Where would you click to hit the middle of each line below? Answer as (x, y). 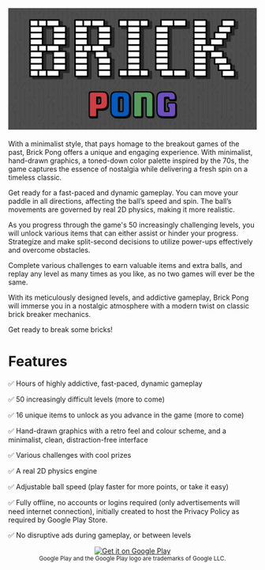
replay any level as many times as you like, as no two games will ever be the (131, 274)
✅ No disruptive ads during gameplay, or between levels (100, 535)
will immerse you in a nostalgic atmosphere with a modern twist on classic (129, 306)
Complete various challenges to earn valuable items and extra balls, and (125, 266)
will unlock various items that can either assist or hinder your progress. (123, 233)
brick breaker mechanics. (50, 315)
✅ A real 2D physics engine (52, 471)
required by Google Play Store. (58, 520)
